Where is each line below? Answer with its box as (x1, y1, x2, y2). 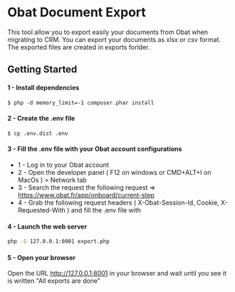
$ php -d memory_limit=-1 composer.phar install (7, 99, 155, 107)
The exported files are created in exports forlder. (7, 43, 150, 51)
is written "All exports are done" (7, 276, 101, 285)
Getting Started (7, 63, 78, 75)
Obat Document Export (7, 4, 146, 21)
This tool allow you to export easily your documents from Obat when (7, 28, 209, 36)
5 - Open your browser (7, 253, 76, 261)
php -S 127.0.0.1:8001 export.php (7, 238, 110, 245)
